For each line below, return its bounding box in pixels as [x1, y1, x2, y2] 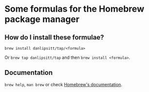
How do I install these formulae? [4, 33, 104, 41]
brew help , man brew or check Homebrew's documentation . [4, 81, 123, 87]
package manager [4, 14, 80, 25]
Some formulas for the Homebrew [4, 3, 145, 15]
